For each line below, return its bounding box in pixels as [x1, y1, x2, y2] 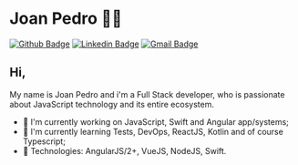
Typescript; [22, 136, 67, 147]
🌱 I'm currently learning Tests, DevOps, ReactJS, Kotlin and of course [22, 126, 284, 137]
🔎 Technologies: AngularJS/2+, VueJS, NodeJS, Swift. [22, 145, 227, 156]
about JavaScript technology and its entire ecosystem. [9, 98, 214, 109]
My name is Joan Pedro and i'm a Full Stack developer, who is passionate [9, 88, 285, 99]
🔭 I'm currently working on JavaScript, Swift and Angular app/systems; [22, 116, 290, 127]
